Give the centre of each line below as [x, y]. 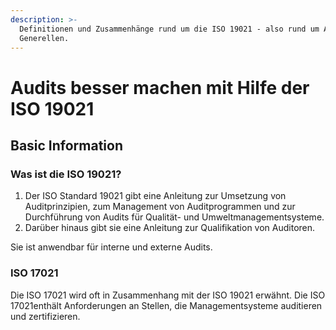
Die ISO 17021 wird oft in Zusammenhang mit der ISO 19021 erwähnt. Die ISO [168, 295]
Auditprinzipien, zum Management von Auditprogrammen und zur [160, 207]
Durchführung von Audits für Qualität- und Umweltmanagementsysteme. [174, 217]
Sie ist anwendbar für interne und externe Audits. [111, 247]
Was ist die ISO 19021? [66, 174]
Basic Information [67, 145]
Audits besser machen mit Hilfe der [160, 87]
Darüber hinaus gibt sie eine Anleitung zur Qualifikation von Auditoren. [170, 228]
